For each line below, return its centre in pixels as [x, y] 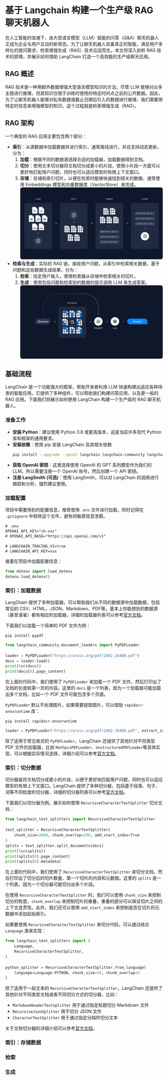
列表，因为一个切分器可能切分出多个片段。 [53, 884]
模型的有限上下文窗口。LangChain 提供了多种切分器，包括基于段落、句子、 [82, 786]
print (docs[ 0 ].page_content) [35, 671]
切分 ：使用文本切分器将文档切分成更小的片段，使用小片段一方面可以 [90, 166]
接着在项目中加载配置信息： [34, 561]
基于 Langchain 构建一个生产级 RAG [79, 10]
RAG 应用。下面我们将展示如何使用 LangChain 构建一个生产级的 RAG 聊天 [81, 399]
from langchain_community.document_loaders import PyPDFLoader [72, 645]
